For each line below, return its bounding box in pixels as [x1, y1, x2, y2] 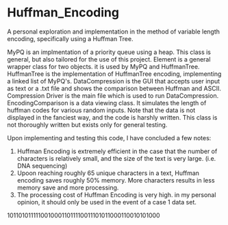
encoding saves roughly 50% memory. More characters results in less [16, 176, 215, 184]
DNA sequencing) [16, 161, 68, 170]
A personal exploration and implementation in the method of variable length [7, 27, 220, 36]
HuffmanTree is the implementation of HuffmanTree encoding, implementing [7, 70, 222, 78]
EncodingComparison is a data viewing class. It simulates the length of [7, 98, 207, 107]
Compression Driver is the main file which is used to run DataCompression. [7, 91, 219, 100]
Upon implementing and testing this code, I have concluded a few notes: [7, 133, 212, 142]
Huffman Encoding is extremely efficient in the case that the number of [16, 147, 218, 155]
